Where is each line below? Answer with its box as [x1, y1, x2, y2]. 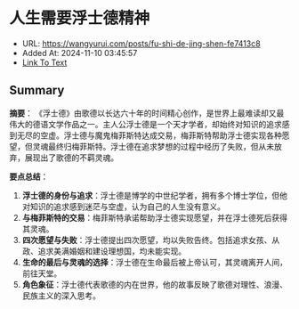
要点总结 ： [9, 171, 49, 182]
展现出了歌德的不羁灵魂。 [24, 152, 118, 163]
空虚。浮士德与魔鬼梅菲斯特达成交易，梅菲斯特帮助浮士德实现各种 [39, 130, 282, 141]
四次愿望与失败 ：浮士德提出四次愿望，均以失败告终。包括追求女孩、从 [21, 234, 280, 245]
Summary [9, 83, 65, 98]
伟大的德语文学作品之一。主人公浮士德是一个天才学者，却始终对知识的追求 [9, 118, 282, 129]
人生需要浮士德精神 [9, 8, 150, 28]
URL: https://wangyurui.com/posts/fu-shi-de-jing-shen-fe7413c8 [21, 37, 261, 49]
